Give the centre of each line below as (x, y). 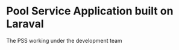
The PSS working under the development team (64, 40)
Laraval (25, 24)
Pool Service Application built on (90, 11)
